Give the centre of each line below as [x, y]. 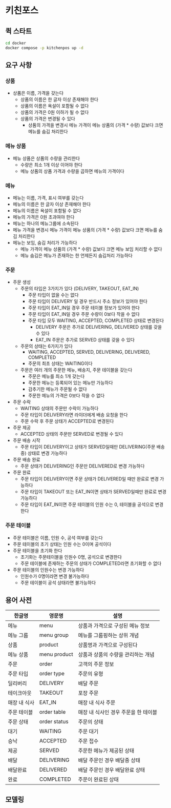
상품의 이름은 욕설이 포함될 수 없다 [55, 106]
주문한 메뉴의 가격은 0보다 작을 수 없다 [66, 396]
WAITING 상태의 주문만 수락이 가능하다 [59, 409]
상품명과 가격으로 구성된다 [108, 645]
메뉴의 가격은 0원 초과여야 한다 [44, 217]
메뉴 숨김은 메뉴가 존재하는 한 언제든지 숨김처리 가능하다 [77, 256]
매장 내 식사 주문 [97, 703]
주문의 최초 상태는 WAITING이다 [60, 363]
